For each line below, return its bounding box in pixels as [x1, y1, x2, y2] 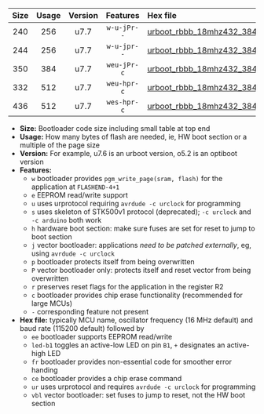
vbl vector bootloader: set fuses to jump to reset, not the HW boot [31, 390, 246, 399]
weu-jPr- [106, 60, 139, 69]
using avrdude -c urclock [31, 249, 115, 258]
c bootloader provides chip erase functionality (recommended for [31, 290, 244, 300]
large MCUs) [31, 299, 73, 308]
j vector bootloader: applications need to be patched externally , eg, [31, 241, 251, 249]
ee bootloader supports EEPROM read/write [31, 332, 173, 341]
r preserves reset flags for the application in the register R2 [31, 282, 224, 291]
